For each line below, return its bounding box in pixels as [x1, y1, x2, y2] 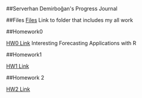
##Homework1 [6, 51, 42, 58]
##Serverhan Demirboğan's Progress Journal [6, 5, 118, 12]
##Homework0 [6, 28, 43, 35]
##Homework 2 [6, 74, 45, 81]
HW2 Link [6, 86, 30, 93]
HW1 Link [6, 62, 30, 69]
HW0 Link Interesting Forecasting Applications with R [6, 40, 137, 46]
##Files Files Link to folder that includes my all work [6, 17, 134, 23]
